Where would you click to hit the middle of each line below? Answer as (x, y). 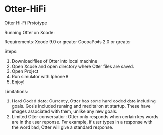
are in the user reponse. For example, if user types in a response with (82, 122)
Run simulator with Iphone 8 (40, 76)
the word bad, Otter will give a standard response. (63, 127)
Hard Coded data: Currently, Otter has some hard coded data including (84, 101)
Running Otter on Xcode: (30, 32)
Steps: (11, 51)
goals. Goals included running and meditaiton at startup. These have (81, 106)
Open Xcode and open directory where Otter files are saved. (73, 66)
